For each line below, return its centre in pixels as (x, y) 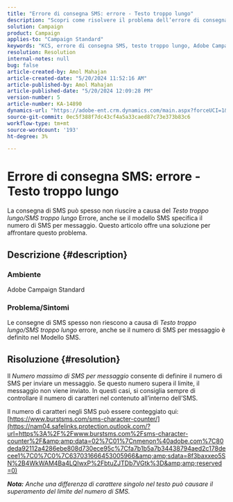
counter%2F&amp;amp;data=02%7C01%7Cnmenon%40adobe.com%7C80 (115, 441)
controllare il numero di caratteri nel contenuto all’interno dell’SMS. (103, 398)
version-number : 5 (34, 98)
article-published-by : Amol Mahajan (60, 85)
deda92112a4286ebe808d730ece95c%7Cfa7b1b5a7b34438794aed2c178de (116, 448)
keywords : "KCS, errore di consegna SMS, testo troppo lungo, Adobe (108, 46)
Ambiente (24, 274)
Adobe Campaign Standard (46, 290)
